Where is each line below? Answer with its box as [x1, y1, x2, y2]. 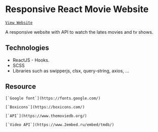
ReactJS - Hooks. [12, 57, 50, 63]
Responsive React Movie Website [5, 4, 149, 15]
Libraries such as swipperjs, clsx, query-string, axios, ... [12, 68, 129, 74]
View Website [5, 20, 33, 25]
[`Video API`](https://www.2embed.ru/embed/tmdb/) [5, 122, 114, 127]
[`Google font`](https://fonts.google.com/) [5, 96, 101, 101]
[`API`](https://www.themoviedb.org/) [5, 113, 87, 118]
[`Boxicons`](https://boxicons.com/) [5, 104, 85, 109]
